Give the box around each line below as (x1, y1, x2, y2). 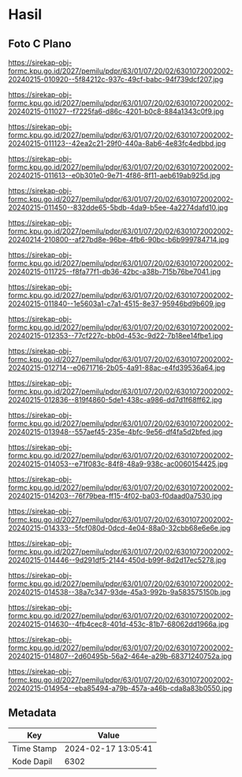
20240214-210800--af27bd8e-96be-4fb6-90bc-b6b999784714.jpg (8, 235, 229, 244)
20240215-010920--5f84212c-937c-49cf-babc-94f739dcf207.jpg (8, 75, 224, 84)
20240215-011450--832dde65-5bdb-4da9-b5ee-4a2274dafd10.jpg (8, 203, 229, 212)
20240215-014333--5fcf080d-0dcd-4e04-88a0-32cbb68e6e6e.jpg (8, 523, 231, 532)
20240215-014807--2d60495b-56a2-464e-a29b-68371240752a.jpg (8, 652, 233, 660)
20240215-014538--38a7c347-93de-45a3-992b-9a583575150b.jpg (8, 588, 231, 596)
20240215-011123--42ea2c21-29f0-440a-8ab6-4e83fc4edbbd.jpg (8, 139, 226, 148)
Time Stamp (12, 743, 58, 754)
